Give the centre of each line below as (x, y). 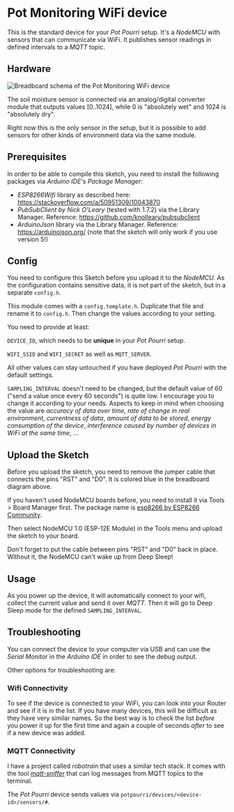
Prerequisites (37, 157)
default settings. (31, 375)
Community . (25, 515)
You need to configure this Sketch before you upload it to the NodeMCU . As (116, 278)
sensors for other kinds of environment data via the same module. (102, 135)
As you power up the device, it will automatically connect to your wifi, (107, 595)
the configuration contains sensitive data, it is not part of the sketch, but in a (117, 285)
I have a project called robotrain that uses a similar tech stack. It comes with (116, 766)
